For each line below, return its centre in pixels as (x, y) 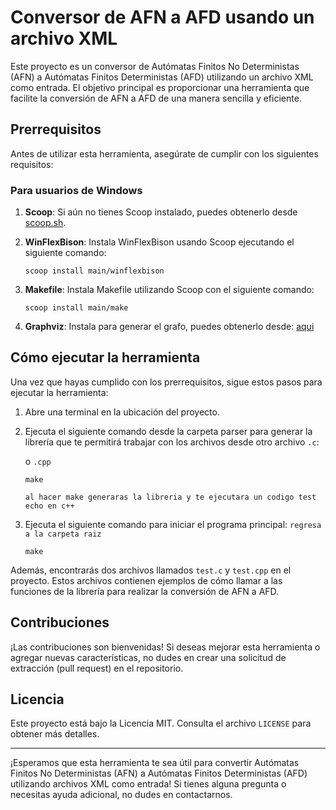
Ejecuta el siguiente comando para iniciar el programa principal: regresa (173, 524)
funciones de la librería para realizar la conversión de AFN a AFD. (145, 591)
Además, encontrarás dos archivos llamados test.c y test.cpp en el (151, 570)
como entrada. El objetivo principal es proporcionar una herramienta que (160, 87)
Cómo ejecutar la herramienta (105, 357)
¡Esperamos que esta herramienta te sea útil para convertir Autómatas (155, 763)
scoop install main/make (76, 308)
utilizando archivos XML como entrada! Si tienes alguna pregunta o (148, 784)
